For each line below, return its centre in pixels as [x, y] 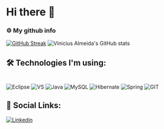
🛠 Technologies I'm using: [56, 62]
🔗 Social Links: [33, 106]
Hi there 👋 [30, 12]
